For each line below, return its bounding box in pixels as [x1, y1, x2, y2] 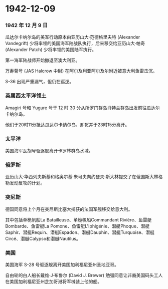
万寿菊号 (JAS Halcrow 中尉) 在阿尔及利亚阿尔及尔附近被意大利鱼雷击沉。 [5, 68, 157, 74]
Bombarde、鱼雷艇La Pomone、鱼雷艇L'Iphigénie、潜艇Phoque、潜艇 [5, 223, 150, 229]
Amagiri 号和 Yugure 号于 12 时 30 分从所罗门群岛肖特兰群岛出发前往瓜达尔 [5, 105, 160, 111]
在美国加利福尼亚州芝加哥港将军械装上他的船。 [5, 278, 102, 284]
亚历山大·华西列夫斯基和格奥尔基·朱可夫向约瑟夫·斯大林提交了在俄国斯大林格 [5, 174, 163, 180]
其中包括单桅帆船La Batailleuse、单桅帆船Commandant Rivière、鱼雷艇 [5, 216, 152, 223]
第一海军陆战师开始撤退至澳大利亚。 [5, 57, 80, 63]
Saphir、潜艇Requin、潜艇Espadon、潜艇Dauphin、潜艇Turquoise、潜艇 [5, 229, 154, 235]
